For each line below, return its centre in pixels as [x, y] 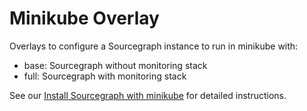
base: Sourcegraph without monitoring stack [115, 65]
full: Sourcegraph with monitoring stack [105, 76]
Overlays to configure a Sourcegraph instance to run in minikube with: [154, 46]
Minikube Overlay [84, 18]
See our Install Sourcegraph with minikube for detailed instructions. [148, 95]
